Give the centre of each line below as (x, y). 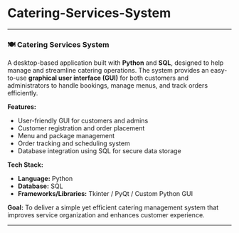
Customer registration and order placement (81, 128)
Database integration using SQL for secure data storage (99, 151)
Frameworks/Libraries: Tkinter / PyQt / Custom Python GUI (105, 194)
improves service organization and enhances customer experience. (106, 215)
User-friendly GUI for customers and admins (83, 121)
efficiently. (23, 93)
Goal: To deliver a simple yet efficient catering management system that (113, 207)
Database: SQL (40, 186)
